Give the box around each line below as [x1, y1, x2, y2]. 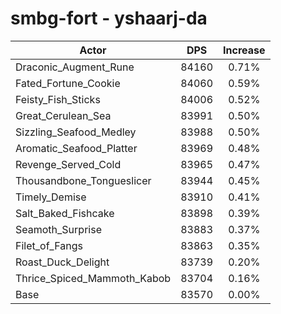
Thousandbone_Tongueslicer [15, 173, 152, 187]
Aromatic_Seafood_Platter [15, 141, 138, 155]
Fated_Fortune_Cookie [15, 76, 121, 90]
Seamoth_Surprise [15, 222, 102, 236]
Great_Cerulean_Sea [15, 108, 112, 122]
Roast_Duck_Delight [15, 255, 110, 269]
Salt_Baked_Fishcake [15, 206, 115, 220]
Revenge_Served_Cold [15, 157, 122, 171]
